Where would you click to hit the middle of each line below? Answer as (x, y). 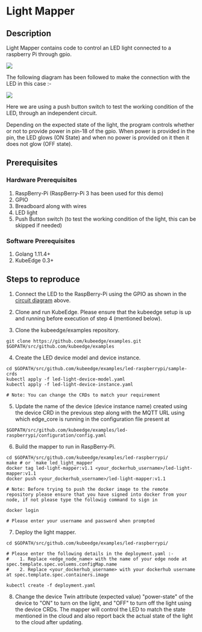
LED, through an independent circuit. (52, 113)
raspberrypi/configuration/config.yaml (56, 435)
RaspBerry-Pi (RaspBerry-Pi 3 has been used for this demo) (89, 193)
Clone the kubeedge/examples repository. (67, 330)
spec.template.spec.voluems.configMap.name (62, 564)
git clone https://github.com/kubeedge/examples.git (74, 341)
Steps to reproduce (43, 280)
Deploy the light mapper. (46, 532)
